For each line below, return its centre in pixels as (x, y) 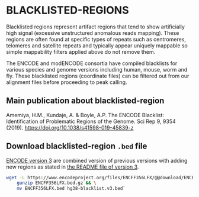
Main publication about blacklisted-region (85, 101)
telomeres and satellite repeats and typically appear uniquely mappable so (97, 46)
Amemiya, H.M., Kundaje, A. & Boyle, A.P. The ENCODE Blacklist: (85, 115)
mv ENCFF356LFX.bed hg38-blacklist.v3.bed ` (71, 189)
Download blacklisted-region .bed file (77, 146)
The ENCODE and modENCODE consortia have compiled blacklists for (92, 63)
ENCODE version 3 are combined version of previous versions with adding (97, 160)
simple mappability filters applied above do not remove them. (81, 51)
